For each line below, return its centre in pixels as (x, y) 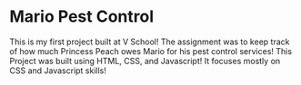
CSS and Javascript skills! (58, 71)
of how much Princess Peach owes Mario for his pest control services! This (151, 51)
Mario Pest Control (82, 17)
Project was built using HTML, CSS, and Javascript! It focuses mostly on (145, 61)
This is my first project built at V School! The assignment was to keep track (150, 42)
